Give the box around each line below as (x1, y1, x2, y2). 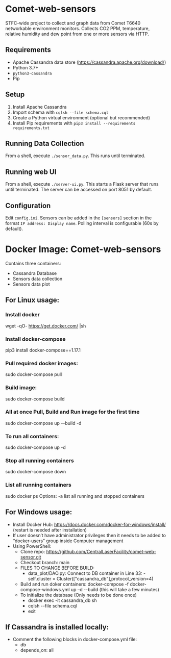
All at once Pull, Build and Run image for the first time (5, 409, 140, 416)
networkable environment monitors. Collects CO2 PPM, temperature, (5, 25, 150, 31)
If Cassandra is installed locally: (5, 623, 109, 631)
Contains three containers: (5, 260, 61, 266)
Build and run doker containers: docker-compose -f (20, 581, 129, 587)
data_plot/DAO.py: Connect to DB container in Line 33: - (28, 570, 146, 576)
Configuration (5, 201, 51, 210)
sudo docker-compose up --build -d (5, 420, 82, 426)
